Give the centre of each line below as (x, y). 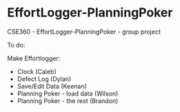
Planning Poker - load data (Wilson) (68, 93)
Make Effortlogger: (34, 58)
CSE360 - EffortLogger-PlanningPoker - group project (84, 32)
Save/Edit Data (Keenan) (52, 86)
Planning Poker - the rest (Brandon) (68, 100)
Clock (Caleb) (37, 71)
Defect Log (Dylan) (44, 79)
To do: (16, 45)
